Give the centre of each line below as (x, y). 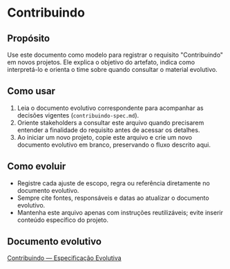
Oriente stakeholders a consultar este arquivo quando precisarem (111, 122)
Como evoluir (37, 166)
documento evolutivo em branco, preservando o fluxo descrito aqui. (114, 145)
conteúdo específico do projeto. (63, 220)
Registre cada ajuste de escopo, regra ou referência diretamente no (114, 183)
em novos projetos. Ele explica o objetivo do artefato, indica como (101, 62)
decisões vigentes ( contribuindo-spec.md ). (78, 115)
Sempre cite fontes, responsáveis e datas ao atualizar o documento (113, 198)
